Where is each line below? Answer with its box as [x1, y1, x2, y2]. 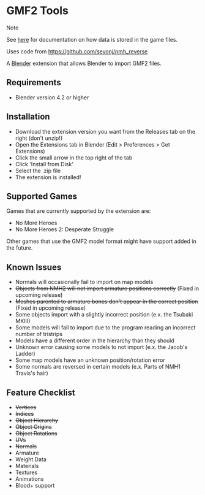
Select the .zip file [15, 167, 61, 174]
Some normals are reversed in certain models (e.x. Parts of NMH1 [15, 363, 181, 370]
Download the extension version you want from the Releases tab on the [15, 128, 196, 135]
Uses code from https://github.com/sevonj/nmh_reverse [6, 47, 148, 55]
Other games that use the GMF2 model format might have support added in [6, 237, 197, 245]
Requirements [6, 77, 61, 88]
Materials [15, 462, 39, 469]
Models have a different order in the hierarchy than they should [15, 337, 174, 344]
